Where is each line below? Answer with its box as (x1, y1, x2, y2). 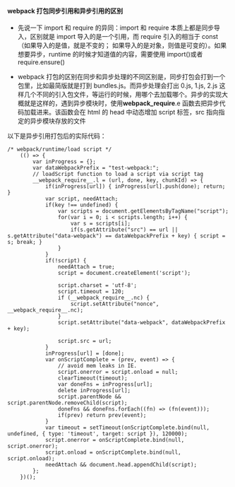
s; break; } (7, 239, 42, 246)
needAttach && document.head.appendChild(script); (44, 462, 198, 469)
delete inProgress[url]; (57, 387, 131, 394)
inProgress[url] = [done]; (44, 350, 125, 357)
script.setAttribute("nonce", (70, 300, 159, 307)
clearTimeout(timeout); (57, 375, 128, 382)
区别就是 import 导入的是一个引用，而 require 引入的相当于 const (30, 33, 219, 41)
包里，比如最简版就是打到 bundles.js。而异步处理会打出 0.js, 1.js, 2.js (17, 81, 218, 90)
